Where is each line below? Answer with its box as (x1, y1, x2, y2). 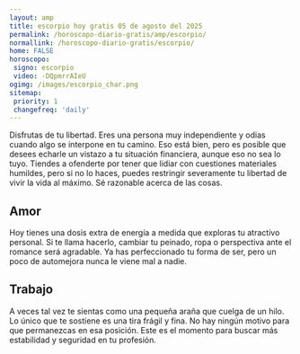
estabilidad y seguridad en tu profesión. (9, 334, 157, 345)
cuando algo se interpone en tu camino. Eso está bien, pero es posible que (9, 139, 287, 150)
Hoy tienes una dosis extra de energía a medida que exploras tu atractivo (9, 227, 280, 238)
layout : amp (9, 13, 54, 22)
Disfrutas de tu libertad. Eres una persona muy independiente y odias (9, 129, 267, 140)
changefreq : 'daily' (13, 105, 91, 114)
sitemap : (9, 88, 42, 97)
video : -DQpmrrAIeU (13, 72, 87, 81)
